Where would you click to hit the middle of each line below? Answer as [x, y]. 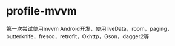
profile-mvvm [42, 11]
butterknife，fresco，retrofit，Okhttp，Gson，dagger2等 [78, 36]
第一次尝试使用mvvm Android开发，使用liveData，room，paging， [89, 28]
